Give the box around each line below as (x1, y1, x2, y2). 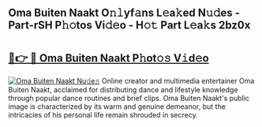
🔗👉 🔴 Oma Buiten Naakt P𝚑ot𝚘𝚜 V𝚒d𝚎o (8, 51, 209, 65)
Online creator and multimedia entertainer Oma (101, 77, 255, 85)
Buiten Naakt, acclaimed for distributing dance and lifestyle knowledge (8, 85, 238, 94)
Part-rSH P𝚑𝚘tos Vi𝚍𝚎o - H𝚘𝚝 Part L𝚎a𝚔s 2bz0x (8, 19, 251, 32)
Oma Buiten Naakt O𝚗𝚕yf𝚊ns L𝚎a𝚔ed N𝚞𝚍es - (8, 6, 241, 20)
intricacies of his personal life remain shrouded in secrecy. (8, 110, 199, 119)
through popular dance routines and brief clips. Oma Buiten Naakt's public (8, 94, 250, 103)
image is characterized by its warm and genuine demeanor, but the (8, 102, 226, 111)
